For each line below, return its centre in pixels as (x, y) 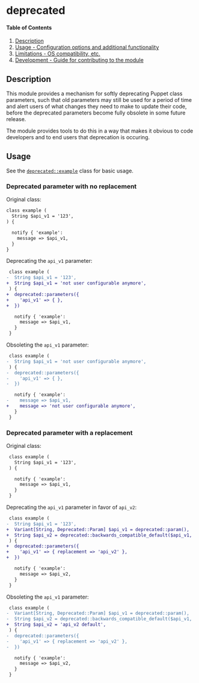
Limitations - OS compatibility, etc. (57, 54)
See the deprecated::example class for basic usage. (70, 171)
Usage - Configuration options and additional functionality (87, 47)
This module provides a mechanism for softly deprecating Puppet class (94, 93)
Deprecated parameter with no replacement (72, 186)
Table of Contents (29, 27)
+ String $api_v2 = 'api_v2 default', (56, 625)
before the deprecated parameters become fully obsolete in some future (96, 113)
